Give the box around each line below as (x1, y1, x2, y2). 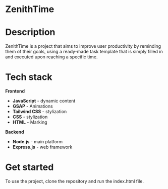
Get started (5, 162, 54, 173)
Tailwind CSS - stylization (12, 109, 67, 115)
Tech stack (5, 71, 52, 83)
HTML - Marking (12, 119, 47, 125)
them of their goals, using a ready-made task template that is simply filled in (5, 49, 163, 55)
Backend (5, 129, 24, 135)
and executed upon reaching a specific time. (5, 54, 98, 60)
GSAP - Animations (12, 103, 53, 109)
